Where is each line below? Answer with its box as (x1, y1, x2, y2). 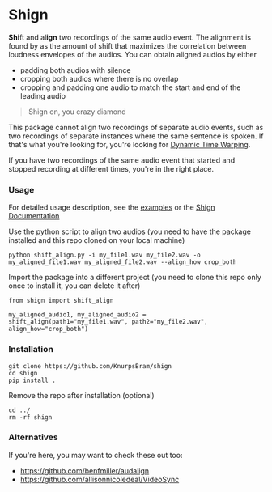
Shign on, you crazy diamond (28, 107, 127, 117)
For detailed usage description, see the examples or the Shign (8, 202, 216, 212)
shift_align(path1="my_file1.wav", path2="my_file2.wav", (8, 318, 208, 326)
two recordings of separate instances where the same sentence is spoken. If (8, 131, 264, 141)
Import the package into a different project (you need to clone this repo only (8, 273, 261, 282)
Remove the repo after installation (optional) (8, 390, 155, 400)
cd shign (8, 369, 38, 377)
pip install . (8, 376, 57, 384)
